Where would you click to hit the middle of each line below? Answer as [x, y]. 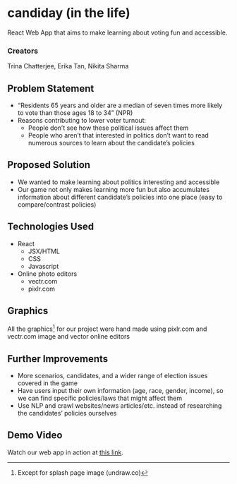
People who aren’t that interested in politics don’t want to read [119, 135]
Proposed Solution [49, 165]
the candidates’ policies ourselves [67, 413]
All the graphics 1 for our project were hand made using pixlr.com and [107, 328]
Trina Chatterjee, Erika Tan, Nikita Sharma [68, 66]
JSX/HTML [44, 251]
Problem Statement [51, 89]
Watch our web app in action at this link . [66, 452]
